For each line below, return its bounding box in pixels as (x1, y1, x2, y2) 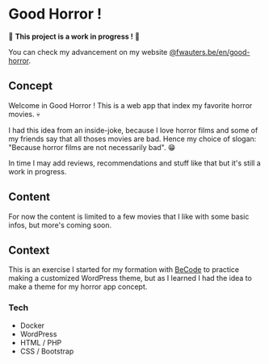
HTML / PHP (19, 337, 62, 347)
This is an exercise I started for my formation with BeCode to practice (8, 265, 240, 274)
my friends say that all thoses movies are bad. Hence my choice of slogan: (8, 134, 257, 144)
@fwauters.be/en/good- (169, 47, 250, 56)
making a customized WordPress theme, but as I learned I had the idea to (8, 274, 252, 283)
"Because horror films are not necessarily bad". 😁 (8, 142, 176, 152)
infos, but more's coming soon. (8, 220, 112, 230)
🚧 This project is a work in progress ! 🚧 (8, 31, 140, 41)
